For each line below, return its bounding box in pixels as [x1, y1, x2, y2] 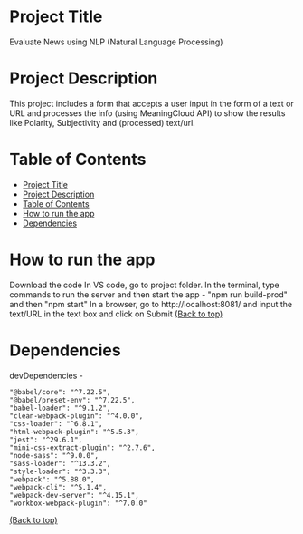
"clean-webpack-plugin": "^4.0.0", [9, 411, 144, 421]
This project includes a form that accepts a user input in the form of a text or [9, 98, 294, 109]
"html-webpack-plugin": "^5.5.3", [9, 427, 140, 436]
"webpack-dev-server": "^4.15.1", [9, 490, 140, 500]
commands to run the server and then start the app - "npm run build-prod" [9, 288, 288, 300]
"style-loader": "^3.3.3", [9, 467, 111, 476]
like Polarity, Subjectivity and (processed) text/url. [9, 117, 196, 128]
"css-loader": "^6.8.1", [9, 419, 103, 428]
